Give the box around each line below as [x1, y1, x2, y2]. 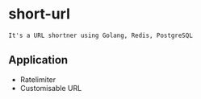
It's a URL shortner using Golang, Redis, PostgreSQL [8, 31, 194, 39]
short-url [8, 5, 70, 23]
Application [8, 53, 69, 67]
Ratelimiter [19, 74, 57, 85]
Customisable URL [19, 83, 82, 93]
